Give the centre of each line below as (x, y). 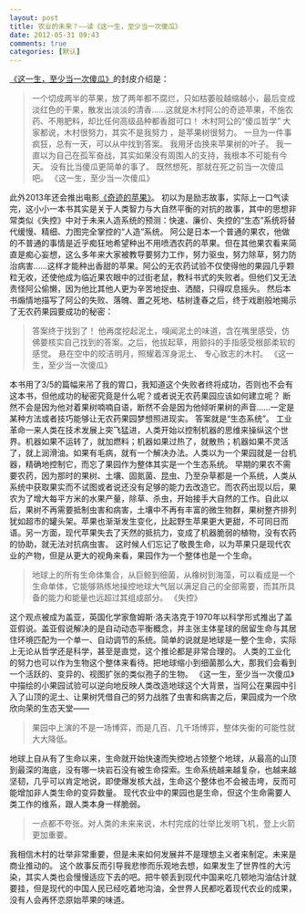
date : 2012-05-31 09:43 (55, 35)
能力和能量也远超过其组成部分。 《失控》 (125, 597)
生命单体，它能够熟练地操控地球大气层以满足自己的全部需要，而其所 (159, 587)
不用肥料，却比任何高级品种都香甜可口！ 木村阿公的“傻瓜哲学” (164, 121)
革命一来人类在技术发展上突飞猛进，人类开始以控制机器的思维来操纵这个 (145, 431)
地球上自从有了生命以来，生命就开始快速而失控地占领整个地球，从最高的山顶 (153, 759)
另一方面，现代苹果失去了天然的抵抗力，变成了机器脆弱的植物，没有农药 (161, 533)
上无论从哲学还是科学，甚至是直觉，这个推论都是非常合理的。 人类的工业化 (150, 651)
